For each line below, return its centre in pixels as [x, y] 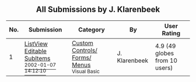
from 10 [167, 60]
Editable [35, 51]
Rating [171, 33]
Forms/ [82, 58]
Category [91, 30]
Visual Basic [86, 71]
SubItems [37, 58]
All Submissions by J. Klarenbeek [98, 10]
